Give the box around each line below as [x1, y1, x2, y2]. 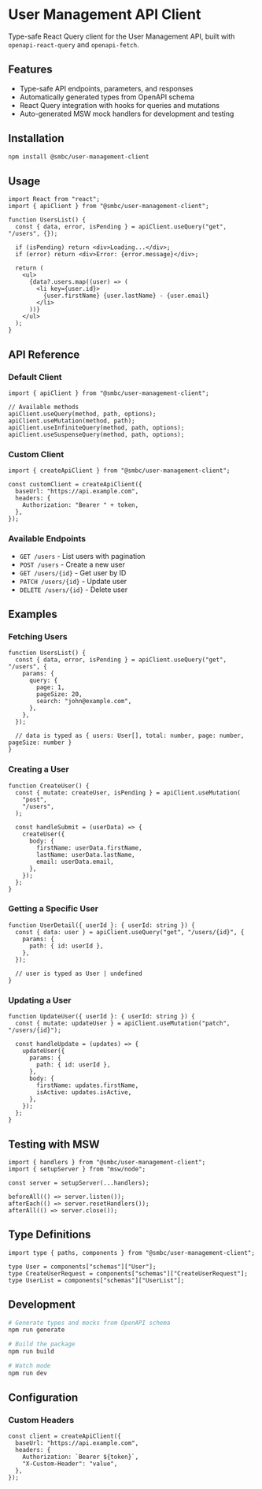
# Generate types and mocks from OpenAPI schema [8, 1319, 171, 1327]
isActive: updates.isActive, [36, 1089, 132, 1096]
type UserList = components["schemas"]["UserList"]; [8, 1276, 185, 1284]
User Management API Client [8, 6, 201, 24]
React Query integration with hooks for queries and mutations [19, 100, 220, 110]
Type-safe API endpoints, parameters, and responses [19, 84, 194, 93]
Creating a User [8, 764, 69, 775]
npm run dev [8, 1369, 47, 1377]
